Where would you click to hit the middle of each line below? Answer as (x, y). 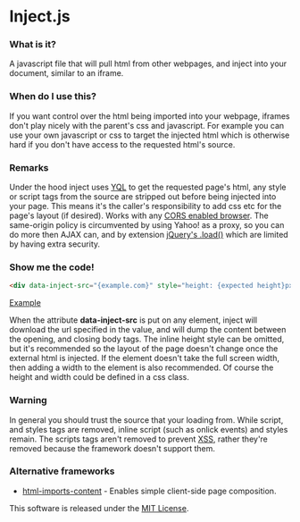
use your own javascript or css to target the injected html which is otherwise (150, 135)
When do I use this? (53, 97)
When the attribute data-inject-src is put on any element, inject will (133, 320)
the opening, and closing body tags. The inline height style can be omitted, (147, 339)
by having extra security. (55, 244)
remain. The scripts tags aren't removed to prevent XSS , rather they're (138, 439)
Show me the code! (52, 267)
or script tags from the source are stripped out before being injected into (143, 197)
